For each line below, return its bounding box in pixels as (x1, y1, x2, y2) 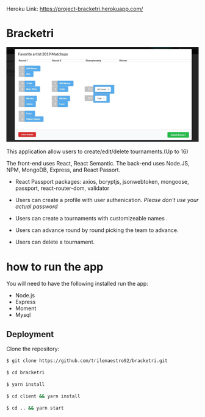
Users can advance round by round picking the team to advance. (15, 227, 179, 234)
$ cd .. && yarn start (6, 405, 64, 411)
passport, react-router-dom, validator (15, 184, 110, 192)
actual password (15, 203, 58, 210)
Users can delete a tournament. (15, 238, 95, 246)
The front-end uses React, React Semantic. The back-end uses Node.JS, (6, 160, 190, 167)
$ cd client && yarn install (6, 393, 81, 399)
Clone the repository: (6, 345, 60, 353)
